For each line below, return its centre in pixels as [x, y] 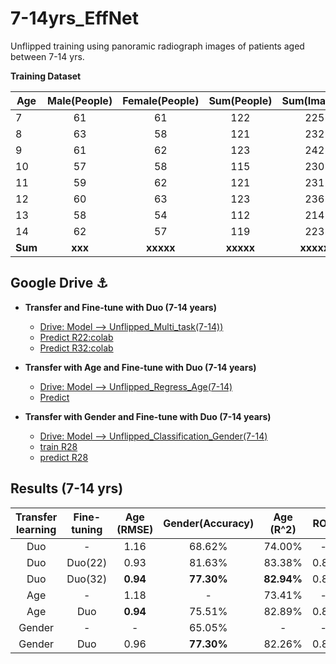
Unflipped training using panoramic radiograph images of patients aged [157, 46]
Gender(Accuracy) [209, 523]
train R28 [58, 446]
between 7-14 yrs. [47, 56]
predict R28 [64, 457]
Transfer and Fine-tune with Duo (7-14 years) [120, 307]
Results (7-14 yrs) [67, 488]
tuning [87, 529]
